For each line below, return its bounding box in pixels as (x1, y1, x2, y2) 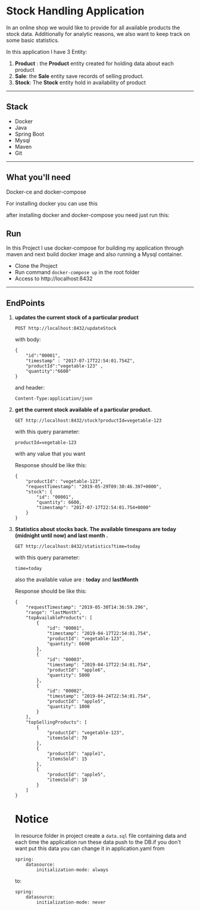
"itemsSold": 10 (46, 777, 87, 783)
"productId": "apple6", (46, 667, 106, 673)
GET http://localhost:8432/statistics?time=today (14, 544, 141, 550)
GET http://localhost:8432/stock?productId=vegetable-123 (14, 418, 162, 424)
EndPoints (6, 298, 45, 308)
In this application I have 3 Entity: (6, 48, 87, 55)
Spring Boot (14, 130, 45, 137)
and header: (14, 384, 45, 391)
